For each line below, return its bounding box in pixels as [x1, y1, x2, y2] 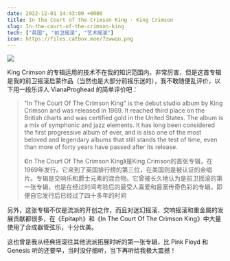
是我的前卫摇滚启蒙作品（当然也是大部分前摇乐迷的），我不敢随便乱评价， [7, 77, 215, 85]
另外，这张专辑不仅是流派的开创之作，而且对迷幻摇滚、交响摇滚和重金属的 [7, 206, 218, 214]
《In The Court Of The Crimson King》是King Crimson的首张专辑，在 [23, 157, 213, 166]
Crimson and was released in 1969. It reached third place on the [23, 106, 205, 115]
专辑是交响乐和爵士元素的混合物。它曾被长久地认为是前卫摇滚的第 [36, 174, 223, 183]
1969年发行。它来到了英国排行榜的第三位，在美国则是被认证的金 [23, 166, 207, 174]
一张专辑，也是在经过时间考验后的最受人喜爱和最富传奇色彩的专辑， [23, 183, 217, 191]
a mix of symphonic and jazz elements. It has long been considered [23, 121, 215, 129]
